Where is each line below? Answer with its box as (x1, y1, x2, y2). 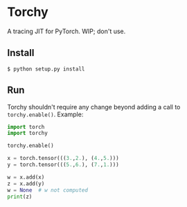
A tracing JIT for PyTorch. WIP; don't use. (7, 27, 126, 35)
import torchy (7, 129, 48, 137)
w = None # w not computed (7, 186, 89, 194)
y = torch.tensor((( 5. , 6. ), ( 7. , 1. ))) (7, 161, 119, 168)
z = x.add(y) (7, 180, 45, 187)
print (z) (7, 193, 33, 200)
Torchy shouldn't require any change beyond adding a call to (7, 102, 181, 111)
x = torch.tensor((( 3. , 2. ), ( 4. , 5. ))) (7, 155, 119, 162)
